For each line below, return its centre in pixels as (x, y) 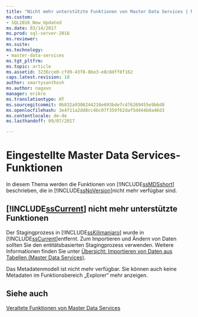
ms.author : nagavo (29, 88)
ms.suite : (18, 45)
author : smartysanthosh (35, 83)
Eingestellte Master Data (68, 155)
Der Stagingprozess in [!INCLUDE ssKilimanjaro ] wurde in (75, 232)
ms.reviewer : (22, 39)
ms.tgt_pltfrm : (25, 61)
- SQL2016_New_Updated (34, 22)
